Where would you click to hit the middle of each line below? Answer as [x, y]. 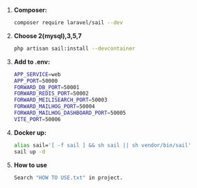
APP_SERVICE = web [37, 74]
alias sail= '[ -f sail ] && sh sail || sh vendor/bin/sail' [102, 145]
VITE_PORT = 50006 [37, 119]
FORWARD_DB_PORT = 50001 [46, 87]
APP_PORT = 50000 [36, 81]
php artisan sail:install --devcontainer [75, 48]
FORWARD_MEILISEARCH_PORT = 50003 [60, 100]
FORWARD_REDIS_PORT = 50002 [51, 94]
